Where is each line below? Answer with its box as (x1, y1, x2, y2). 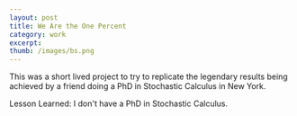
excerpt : (9, 38, 42, 48)
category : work (9, 30, 67, 39)
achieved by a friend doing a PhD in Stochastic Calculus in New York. (9, 81, 266, 92)
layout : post (9, 13, 58, 22)
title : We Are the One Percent (9, 22, 127, 31)
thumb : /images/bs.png (9, 47, 94, 56)
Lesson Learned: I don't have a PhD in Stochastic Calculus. (9, 98, 229, 109)
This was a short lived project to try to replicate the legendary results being (9, 71, 288, 82)
